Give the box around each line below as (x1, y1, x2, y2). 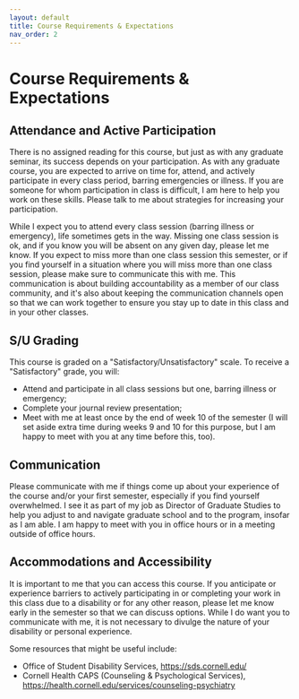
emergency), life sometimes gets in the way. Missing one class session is (9, 230, 279, 242)
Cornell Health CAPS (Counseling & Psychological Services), (21, 669, 246, 681)
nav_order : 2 (9, 30, 58, 39)
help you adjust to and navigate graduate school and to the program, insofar (9, 510, 290, 520)
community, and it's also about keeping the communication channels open (9, 288, 284, 298)
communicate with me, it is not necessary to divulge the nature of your (9, 616, 270, 627)
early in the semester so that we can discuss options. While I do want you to (9, 607, 291, 617)
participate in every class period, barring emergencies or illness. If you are (9, 176, 284, 186)
